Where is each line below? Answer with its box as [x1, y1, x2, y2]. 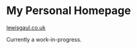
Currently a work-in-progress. [6, 36, 82, 43]
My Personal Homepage [6, 4, 131, 18]
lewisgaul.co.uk [6, 24, 46, 31]
